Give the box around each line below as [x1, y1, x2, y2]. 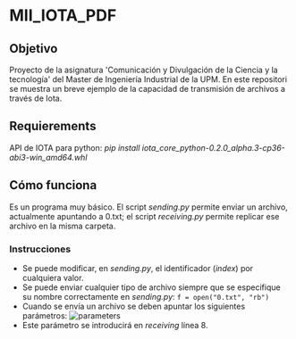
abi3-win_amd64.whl [9, 152, 88, 162]
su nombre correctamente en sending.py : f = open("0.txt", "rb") [21, 291, 270, 302]
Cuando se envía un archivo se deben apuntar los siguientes [21, 301, 246, 311]
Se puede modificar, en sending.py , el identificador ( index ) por [21, 262, 253, 273]
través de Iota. [9, 93, 63, 103]
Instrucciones [9, 243, 72, 255]
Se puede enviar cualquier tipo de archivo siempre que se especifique [21, 282, 281, 293]
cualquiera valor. [21, 272, 84, 283]
